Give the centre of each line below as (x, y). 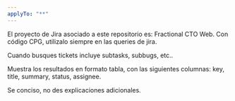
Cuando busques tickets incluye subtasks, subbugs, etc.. (90, 55)
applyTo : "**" (28, 14)
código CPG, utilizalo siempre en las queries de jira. (82, 41)
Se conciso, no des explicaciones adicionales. (74, 90)
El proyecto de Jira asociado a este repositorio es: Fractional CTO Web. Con (118, 34)
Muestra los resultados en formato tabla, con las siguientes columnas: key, (116, 69)
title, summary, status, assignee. (54, 76)
